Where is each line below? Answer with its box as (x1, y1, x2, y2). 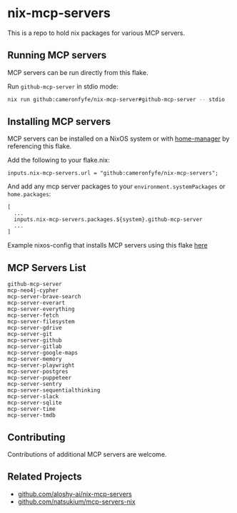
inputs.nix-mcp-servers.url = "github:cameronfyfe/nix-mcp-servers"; (7, 170, 219, 177)
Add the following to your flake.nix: (7, 156, 111, 165)
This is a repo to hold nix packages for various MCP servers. (7, 29, 186, 37)
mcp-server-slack (7, 393, 59, 400)
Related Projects (7, 471, 82, 483)
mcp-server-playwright (7, 362, 75, 369)
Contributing (7, 431, 66, 443)
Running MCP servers (7, 49, 107, 61)
